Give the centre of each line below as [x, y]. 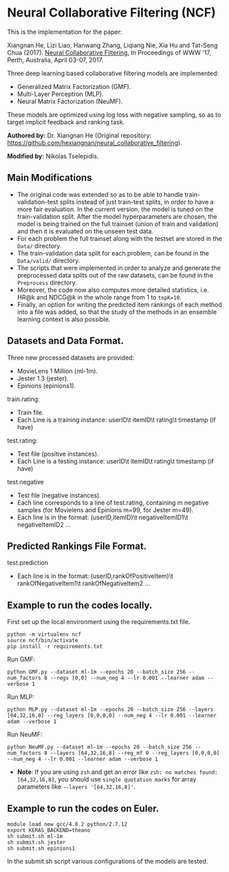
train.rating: [23, 399]
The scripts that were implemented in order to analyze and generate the [119, 268]
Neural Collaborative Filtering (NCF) [111, 13]
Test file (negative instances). [59, 495]
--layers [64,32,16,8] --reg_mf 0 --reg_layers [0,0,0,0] [135, 753]
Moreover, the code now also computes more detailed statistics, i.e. [113, 290]
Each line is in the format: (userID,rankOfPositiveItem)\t [95, 576]
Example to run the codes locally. [80, 605]
